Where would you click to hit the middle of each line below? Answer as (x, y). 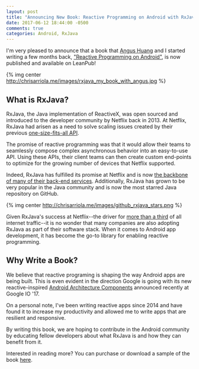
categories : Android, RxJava (42, 34)
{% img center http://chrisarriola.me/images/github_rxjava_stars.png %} (94, 205)
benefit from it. (24, 342)
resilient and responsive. (36, 317)
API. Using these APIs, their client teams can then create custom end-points (99, 157)
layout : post (22, 12)
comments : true (25, 28)
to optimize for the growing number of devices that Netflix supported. (91, 163)
